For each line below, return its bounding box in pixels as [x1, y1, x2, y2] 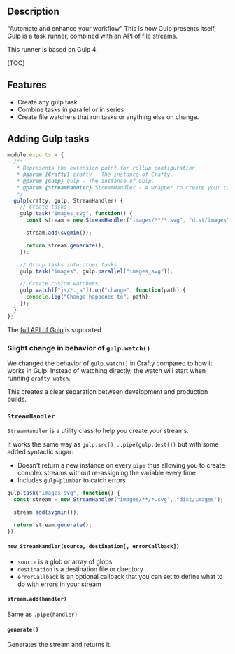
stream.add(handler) [7, 596, 68, 603]
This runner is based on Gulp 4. [7, 45, 98, 53]
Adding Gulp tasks [7, 133, 90, 145]
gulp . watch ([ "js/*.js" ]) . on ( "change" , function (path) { [20, 287, 187, 294]
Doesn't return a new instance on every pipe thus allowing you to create [17, 461, 225, 470]
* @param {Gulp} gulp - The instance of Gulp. [16, 177, 155, 184]
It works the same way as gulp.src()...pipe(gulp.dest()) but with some [7, 440, 219, 449]
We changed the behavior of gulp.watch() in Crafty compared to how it [7, 359, 213, 367]
